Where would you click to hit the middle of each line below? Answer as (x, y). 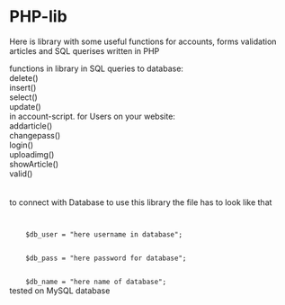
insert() (23, 87)
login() (22, 145)
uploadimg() (32, 154)
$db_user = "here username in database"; (104, 234)
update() (26, 106)
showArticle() (34, 164)
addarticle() (31, 126)
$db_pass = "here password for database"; (106, 258)
